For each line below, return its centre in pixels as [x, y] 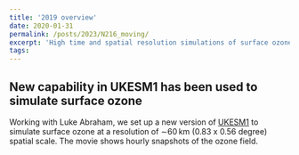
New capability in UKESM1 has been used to [133, 87]
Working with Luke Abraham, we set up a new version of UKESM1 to [134, 122]
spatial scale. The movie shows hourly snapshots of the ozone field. [134, 141]
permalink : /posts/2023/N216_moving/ [79, 34]
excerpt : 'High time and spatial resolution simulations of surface [139, 42]
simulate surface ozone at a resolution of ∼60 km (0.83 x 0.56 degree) [138, 131]
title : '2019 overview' [53, 17]
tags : [19, 51]
